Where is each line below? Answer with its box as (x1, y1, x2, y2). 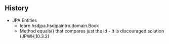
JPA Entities (12, 17, 37, 23)
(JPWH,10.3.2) (19, 33, 50, 39)
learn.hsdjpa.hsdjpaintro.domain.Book (19, 22, 99, 28)
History (5, 4, 29, 12)
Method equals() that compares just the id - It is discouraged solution (19, 27, 164, 34)
